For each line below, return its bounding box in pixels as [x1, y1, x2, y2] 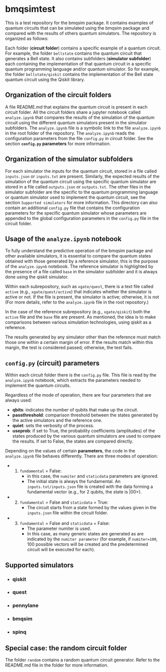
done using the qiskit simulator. [5, 274, 69, 280]
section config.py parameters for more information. [5, 141, 111, 147]
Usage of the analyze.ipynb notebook [5, 234, 122, 243]
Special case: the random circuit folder [5, 644, 127, 652]
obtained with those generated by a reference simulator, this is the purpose [5, 258, 159, 264]
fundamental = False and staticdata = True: [19, 499, 109, 505]
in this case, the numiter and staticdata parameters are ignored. [27, 473, 159, 479]
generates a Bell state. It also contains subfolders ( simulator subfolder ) [5, 55, 152, 61]
